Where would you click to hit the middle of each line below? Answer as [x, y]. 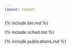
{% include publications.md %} [35, 41]
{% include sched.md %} [29, 32]
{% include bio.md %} [27, 23]
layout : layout [20, 9]
